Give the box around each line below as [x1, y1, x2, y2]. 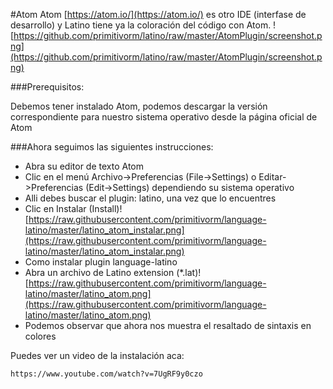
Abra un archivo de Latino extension [24, 267, 175, 278]
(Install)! [88, 203, 123, 214]
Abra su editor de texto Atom [24, 160, 145, 172]
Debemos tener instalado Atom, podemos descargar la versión [10, 100, 268, 112]
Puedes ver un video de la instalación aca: [10, 350, 185, 361]
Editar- [258, 171, 287, 183]
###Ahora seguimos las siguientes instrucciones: [10, 141, 214, 153]
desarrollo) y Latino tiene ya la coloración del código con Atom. [10, 19, 272, 31]
